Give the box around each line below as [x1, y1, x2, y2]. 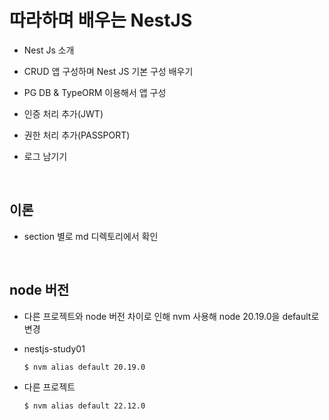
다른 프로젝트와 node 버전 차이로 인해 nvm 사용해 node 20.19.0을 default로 [23, 310, 320, 322]
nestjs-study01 [23, 342, 86, 355]
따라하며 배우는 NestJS [9, 9, 193, 32]
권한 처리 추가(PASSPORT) [23, 129, 131, 141]
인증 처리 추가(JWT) [23, 107, 104, 120]
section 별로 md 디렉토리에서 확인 [23, 230, 159, 242]
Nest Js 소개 [23, 44, 75, 56]
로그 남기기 [23, 150, 68, 162]
